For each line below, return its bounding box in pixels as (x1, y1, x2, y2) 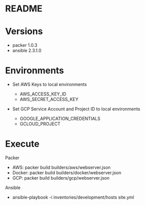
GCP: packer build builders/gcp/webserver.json (12, 175, 110, 181)
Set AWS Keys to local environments (12, 82, 87, 88)
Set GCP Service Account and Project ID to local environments (12, 106, 141, 112)
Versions (5, 26, 43, 37)
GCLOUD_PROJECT (19, 121, 61, 127)
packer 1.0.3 (12, 42, 38, 48)
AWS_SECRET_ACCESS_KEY (19, 97, 78, 102)
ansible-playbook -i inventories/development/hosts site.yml (12, 195, 134, 200)
